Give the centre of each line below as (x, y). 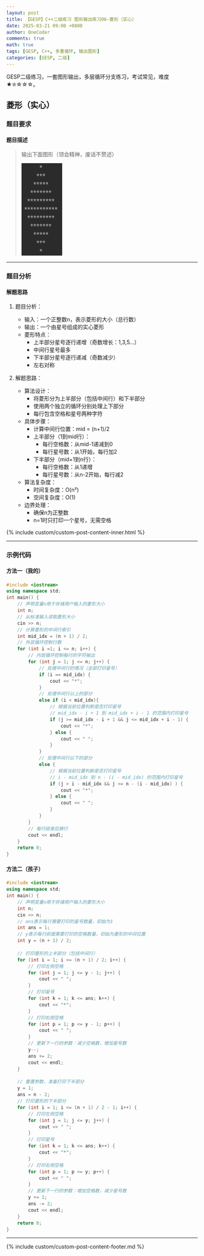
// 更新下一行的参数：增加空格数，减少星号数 (77, 1191)
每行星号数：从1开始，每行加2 (80, 452)
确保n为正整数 (51, 513)
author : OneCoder (28, 32)
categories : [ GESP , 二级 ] (38, 58)
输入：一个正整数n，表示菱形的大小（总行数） (82, 319)
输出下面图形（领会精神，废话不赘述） (69, 155)
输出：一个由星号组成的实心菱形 (64, 327)
